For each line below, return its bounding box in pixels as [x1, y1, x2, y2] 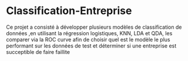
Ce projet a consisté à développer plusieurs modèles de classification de [6, 23, 182, 30]
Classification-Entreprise [6, 4, 132, 18]
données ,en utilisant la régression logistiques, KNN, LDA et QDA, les [6, 29, 173, 36]
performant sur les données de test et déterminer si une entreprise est [6, 42, 177, 49]
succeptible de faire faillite [6, 48, 70, 55]
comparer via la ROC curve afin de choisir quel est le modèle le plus [6, 36, 170, 43]
